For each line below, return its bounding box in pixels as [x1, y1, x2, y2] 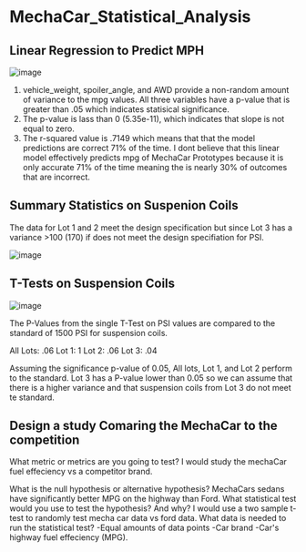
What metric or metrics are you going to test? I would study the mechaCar [9, 456, 287, 467]
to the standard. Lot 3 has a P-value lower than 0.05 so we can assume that [9, 372, 293, 383]
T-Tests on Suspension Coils [9, 276, 176, 291]
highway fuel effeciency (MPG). [9, 532, 128, 543]
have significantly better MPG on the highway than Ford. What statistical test [9, 494, 297, 505]
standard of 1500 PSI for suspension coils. [9, 327, 168, 338]
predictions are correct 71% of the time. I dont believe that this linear [22, 143, 280, 153]
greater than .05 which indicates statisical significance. [22, 104, 230, 115]
